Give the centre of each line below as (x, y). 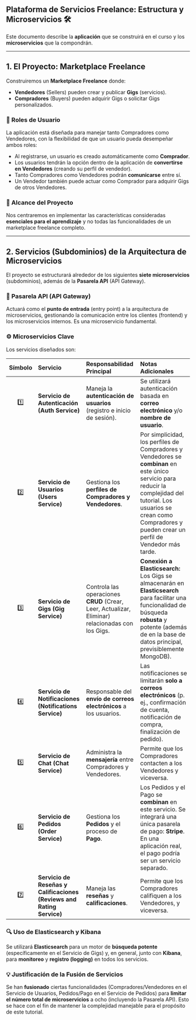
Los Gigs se (156, 576)
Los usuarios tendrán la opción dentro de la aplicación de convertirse (98, 162)
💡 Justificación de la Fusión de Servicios (65, 974)
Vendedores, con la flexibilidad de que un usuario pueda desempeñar (90, 138)
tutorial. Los (156, 500)
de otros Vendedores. (41, 187)
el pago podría (160, 853)
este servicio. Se (163, 809)
